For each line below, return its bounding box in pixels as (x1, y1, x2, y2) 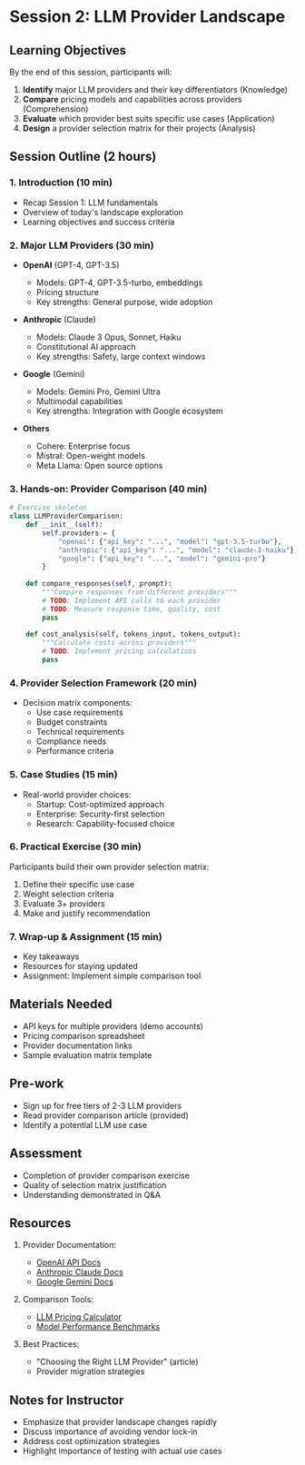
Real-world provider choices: (22, 788, 132, 800)
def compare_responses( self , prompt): (25, 579, 172, 589)
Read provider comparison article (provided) (22, 1110, 189, 1121)
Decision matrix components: (22, 698, 133, 708)
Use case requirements (35, 707, 124, 718)
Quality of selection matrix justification (22, 1179, 167, 1191)
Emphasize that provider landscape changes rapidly (22, 1417, 218, 1428)
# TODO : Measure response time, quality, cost (42, 604, 221, 614)
